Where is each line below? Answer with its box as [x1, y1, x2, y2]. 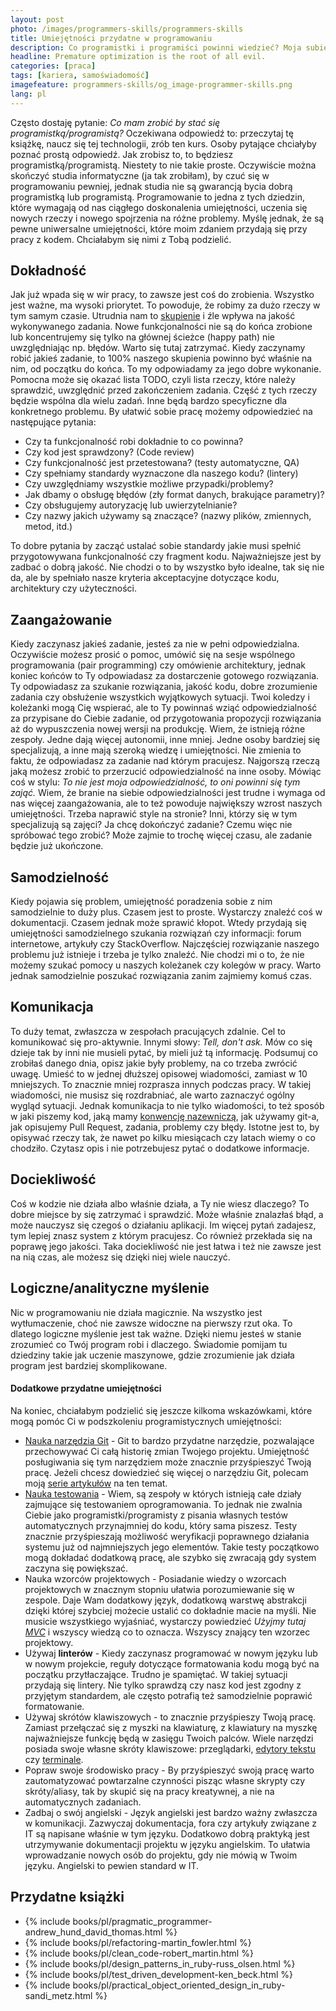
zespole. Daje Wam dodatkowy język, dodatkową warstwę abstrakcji [24, 1594, 307, 1606]
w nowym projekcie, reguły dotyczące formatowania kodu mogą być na [24, 1657, 320, 1670]
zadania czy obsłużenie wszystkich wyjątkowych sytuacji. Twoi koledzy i [10, 691, 310, 703]
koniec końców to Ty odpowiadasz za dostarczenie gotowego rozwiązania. [10, 670, 320, 682]
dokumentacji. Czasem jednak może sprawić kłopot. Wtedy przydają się [10, 917, 307, 929]
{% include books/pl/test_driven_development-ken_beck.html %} [24, 1968, 293, 1980]
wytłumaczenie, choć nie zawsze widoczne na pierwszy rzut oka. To [10, 1317, 293, 1329]
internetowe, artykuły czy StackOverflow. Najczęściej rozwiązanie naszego [10, 938, 320, 950]
